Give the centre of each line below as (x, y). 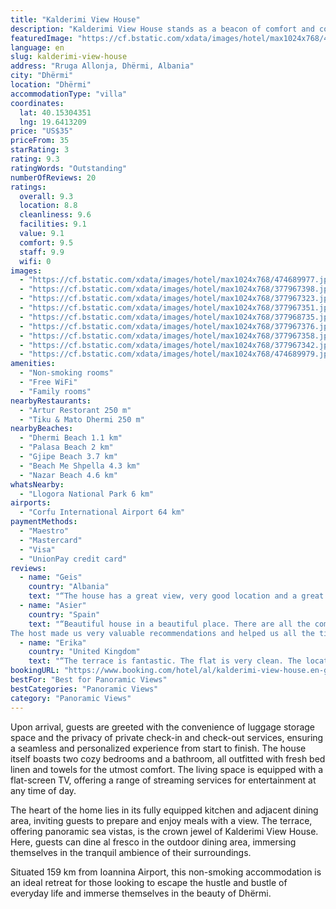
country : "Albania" (69, 587)
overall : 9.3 (46, 196)
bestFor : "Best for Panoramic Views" (89, 680)
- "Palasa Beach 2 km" (66, 447)
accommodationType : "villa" (69, 94)
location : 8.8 (48, 206)
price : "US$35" (42, 131)
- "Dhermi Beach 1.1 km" (71, 438)
